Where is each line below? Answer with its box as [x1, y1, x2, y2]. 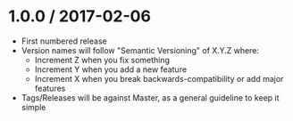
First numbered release [21, 36, 108, 46]
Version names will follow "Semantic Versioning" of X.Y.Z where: [21, 44, 260, 55]
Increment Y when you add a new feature [34, 64, 188, 75]
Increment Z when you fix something [34, 54, 171, 65]
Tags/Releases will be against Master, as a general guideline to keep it [21, 92, 280, 103]
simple [21, 101, 46, 112]
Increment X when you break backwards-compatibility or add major [34, 73, 284, 84]
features [34, 83, 66, 93]
